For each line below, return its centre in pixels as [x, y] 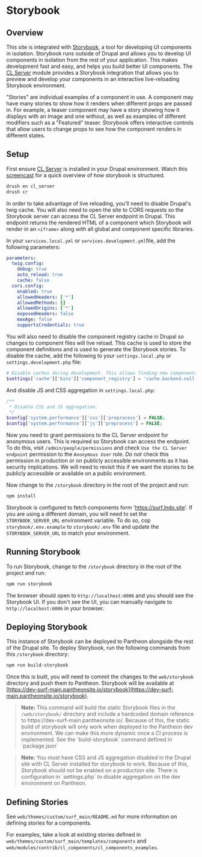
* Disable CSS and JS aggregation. [53, 407]
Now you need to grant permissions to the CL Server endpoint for [87, 435]
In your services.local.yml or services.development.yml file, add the [91, 241]
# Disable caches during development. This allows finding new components [102, 373]
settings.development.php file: [44, 362]
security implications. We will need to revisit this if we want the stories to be [100, 467]
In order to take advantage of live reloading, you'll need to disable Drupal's [99, 203]
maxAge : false [35, 319]
